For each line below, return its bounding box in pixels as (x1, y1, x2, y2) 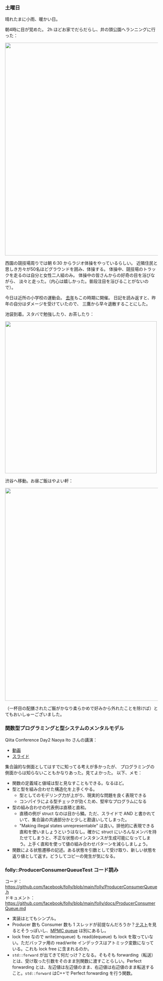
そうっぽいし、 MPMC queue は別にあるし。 (20, 927, 109, 933)
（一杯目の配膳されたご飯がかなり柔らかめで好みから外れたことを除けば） (5, 706, 154, 711)
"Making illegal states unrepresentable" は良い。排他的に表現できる (19, 822, 155, 828)
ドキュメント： (5, 894, 35, 901)
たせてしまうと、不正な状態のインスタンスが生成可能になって (19, 835, 142, 840)
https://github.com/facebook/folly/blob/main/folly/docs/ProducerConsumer (5, 900, 156, 906)
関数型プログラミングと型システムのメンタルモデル (5, 725, 125, 732)
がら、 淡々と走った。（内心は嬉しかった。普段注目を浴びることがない (5, 278, 145, 284)
